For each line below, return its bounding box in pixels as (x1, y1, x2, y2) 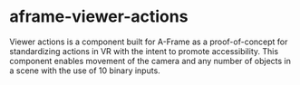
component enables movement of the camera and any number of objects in (9, 55, 292, 66)
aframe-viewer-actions (9, 6, 189, 27)
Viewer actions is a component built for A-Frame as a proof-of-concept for (9, 36, 288, 47)
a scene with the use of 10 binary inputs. (9, 65, 160, 76)
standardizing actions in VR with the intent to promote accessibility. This (9, 45, 279, 56)
